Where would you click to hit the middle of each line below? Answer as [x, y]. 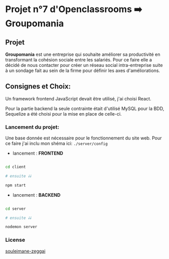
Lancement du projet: [32, 127]
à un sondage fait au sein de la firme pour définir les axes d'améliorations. [83, 70]
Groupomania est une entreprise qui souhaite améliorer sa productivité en [83, 54]
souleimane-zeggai [25, 251]
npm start [16, 185]
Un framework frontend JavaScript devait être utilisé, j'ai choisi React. [78, 98]
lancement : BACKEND [37, 195]
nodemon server [21, 227]
